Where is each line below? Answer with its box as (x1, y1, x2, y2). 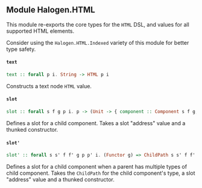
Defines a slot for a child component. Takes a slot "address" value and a (6, 119, 186, 126)
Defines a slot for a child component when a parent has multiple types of (6, 163, 188, 170)
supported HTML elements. (6, 27, 75, 34)
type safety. (6, 45, 36, 53)
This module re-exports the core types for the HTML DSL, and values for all (6, 21, 190, 28)
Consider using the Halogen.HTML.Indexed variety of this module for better (6, 39, 189, 46)
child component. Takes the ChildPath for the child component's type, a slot (6, 169, 195, 177)
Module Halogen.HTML (6, 5, 95, 15)
